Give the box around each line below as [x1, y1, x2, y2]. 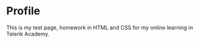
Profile [6, 4, 41, 18]
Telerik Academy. [6, 30, 50, 37]
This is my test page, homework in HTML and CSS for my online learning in [6, 24, 194, 31]
